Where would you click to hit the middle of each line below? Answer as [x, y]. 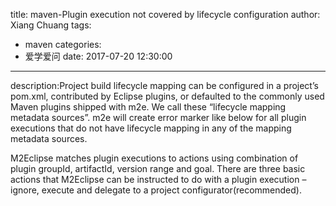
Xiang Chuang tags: [51, 25]
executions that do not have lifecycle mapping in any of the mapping [151, 128]
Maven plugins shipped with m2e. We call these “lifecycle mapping [148, 107]
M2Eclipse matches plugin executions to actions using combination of [154, 158]
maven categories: [63, 44]
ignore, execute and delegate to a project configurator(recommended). [156, 190]
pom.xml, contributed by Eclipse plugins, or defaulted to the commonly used [167, 96]
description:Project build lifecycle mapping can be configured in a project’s [164, 85]
